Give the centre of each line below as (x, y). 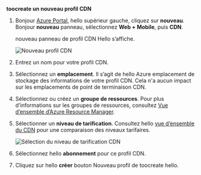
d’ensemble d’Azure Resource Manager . (65, 112)
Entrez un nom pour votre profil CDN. (62, 62)
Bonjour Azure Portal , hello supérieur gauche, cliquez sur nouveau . (100, 20)
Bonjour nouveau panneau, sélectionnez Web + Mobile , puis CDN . (99, 27)
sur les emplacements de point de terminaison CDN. (81, 87)
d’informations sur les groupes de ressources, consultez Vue (92, 105)
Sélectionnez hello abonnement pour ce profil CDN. (80, 153)
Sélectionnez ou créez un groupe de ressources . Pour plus (90, 99)
